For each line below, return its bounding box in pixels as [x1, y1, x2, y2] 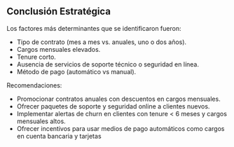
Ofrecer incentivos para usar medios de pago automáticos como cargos [16, 124, 225, 132]
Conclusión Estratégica [6, 6, 111, 17]
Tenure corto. [16, 52, 57, 61]
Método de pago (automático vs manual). [16, 67, 137, 76]
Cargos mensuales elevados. [16, 45, 101, 53]
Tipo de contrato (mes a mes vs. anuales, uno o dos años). [16, 38, 187, 46]
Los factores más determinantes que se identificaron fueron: [6, 24, 181, 32]
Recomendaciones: [6, 80, 62, 90]
